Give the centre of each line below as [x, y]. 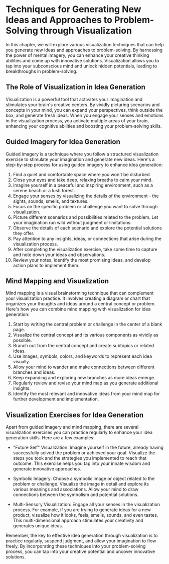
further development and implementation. [56, 399]
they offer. [24, 233]
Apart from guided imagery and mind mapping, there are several [72, 427]
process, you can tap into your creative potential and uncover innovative [80, 551]
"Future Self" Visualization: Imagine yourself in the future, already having [88, 448]
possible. [22, 340]
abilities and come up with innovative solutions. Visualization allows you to [82, 60]
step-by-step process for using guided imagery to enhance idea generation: [84, 165]
